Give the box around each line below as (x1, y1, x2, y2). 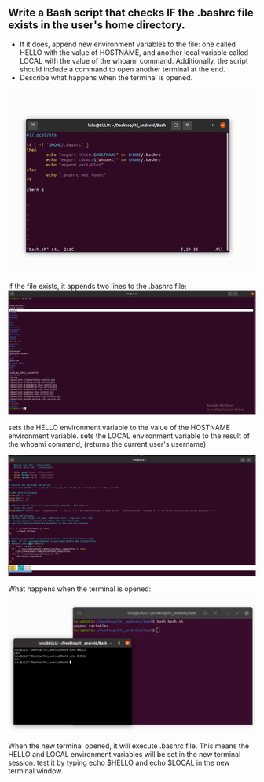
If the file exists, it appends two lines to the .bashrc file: (8, 281, 187, 291)
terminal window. (8, 766, 64, 776)
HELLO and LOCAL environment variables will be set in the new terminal (8, 749, 241, 758)
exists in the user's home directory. (8, 19, 186, 32)
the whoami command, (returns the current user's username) (8, 439, 207, 448)
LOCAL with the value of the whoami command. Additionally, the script (19, 56, 249, 65)
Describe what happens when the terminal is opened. (19, 72, 193, 82)
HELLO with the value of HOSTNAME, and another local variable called (19, 47, 249, 57)
